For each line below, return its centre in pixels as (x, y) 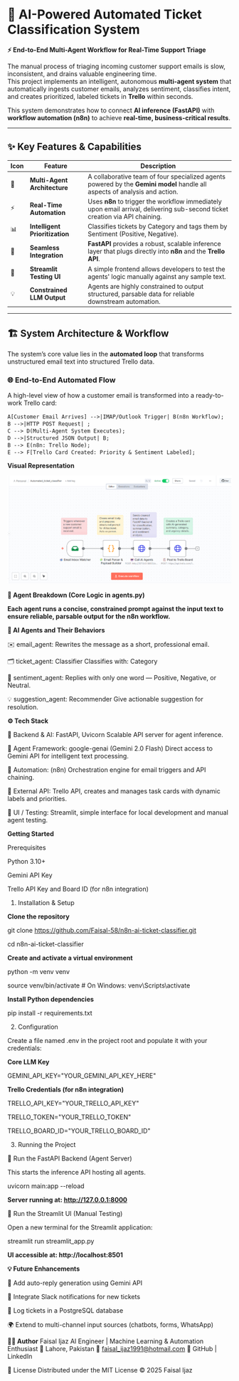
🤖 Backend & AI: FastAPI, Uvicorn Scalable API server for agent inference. (116, 734)
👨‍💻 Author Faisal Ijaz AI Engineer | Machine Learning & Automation (106, 1341)
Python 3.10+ (27, 861)
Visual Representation (41, 466)
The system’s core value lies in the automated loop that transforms (106, 354)
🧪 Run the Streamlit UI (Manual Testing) (65, 1213)
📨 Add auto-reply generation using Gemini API (75, 1283)
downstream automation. (124, 301)
